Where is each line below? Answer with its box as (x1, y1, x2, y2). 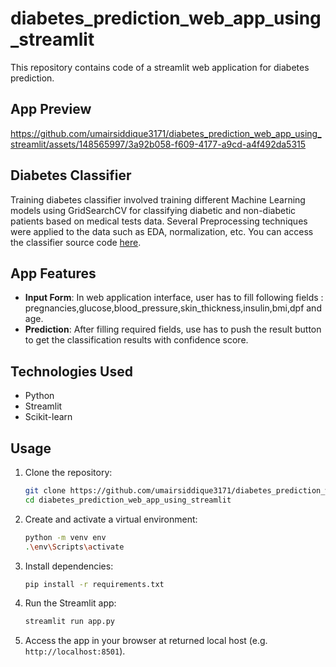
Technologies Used (10, 363, 133, 380)
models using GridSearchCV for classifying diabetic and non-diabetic (10, 204, 297, 216)
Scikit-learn (24, 411, 73, 423)
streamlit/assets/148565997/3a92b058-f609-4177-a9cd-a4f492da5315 (10, 138, 307, 150)
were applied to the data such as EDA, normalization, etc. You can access (10, 225, 314, 237)
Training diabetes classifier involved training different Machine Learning (10, 193, 306, 206)
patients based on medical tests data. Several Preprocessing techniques (10, 215, 308, 227)
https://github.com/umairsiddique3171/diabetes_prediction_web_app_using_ (10, 127, 322, 139)
